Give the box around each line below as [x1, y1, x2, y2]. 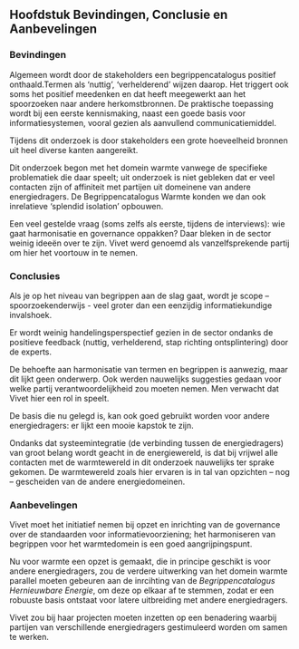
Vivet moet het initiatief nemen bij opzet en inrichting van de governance [9, 519, 281, 530]
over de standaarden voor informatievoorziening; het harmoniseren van [9, 529, 276, 540]
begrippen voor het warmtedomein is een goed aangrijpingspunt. [9, 538, 253, 549]
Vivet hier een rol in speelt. [9, 392, 110, 403]
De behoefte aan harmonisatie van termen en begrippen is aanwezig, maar [9, 363, 288, 374]
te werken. [9, 632, 50, 643]
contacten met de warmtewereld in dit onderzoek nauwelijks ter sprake [9, 457, 275, 468]
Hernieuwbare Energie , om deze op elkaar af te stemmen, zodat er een [9, 585, 275, 596]
